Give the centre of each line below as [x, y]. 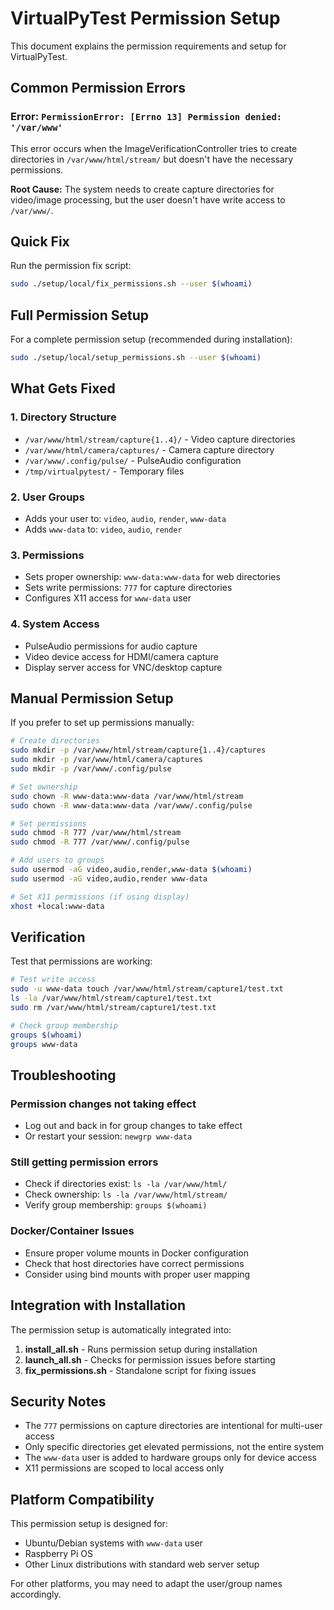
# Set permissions [48, 823]
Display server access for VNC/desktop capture [123, 667]
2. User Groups [47, 497]
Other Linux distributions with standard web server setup [142, 1564]
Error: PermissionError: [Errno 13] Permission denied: [146, 117]
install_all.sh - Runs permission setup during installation [141, 1349]
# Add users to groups [57, 860]
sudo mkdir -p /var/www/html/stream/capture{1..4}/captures [138, 750]
